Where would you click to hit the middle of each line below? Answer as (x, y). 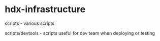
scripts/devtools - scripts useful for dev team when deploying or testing (80, 33)
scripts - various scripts (29, 23)
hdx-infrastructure (45, 9)
